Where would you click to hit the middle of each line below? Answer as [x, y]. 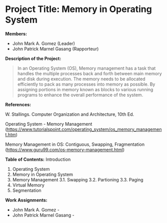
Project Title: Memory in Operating [79, 9]
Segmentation [27, 190]
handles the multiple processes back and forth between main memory [89, 73]
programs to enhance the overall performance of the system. [80, 95]
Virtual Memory [28, 185]
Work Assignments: [26, 200]
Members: [16, 34]
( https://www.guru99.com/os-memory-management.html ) [65, 149]
